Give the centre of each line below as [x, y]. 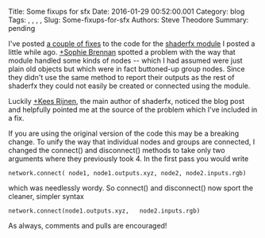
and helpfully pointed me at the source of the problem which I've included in [133, 109]
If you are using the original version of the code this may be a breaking [124, 133]
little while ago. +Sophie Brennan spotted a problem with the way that [122, 52]
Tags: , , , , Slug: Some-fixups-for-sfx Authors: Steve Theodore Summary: [129, 20]
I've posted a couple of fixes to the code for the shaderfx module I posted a [132, 44]
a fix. [17, 118]
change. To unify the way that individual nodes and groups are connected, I [132, 142]
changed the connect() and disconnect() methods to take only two [117, 150]
